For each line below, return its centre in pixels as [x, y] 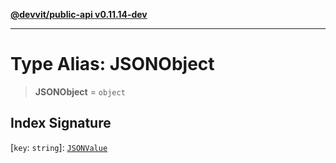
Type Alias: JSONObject [112, 64]
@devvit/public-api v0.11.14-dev [79, 14]
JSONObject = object [80, 91]
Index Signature [61, 123]
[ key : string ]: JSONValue [59, 147]
